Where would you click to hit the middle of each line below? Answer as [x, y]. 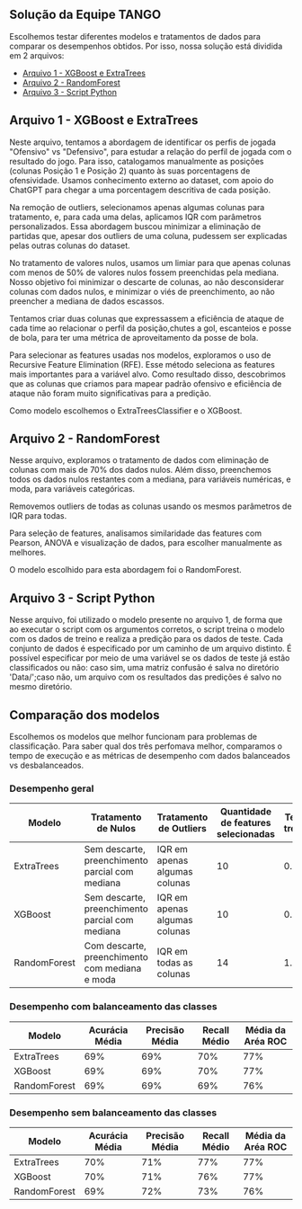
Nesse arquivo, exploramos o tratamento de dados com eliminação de [139, 460]
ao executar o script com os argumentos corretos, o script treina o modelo [147, 629]
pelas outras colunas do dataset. [70, 245]
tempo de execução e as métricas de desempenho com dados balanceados [150, 756]
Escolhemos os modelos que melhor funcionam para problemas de [133, 737]
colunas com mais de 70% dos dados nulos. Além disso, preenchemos [140, 470]
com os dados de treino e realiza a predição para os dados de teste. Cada [146, 639]
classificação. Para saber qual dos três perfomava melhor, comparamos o [146, 746]
